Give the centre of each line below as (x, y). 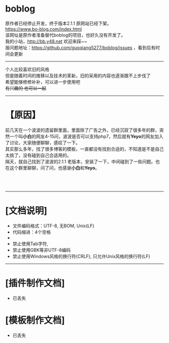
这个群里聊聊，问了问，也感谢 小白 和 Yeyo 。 (54, 168)
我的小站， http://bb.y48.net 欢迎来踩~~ (46, 41)
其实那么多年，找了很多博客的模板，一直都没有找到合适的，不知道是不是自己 (84, 149)
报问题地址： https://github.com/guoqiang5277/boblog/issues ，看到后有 (80, 47)
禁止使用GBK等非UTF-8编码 (41, 250)
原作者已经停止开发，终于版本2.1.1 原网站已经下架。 (58, 23)
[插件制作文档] (35, 283)
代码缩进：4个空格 (32, 232)
